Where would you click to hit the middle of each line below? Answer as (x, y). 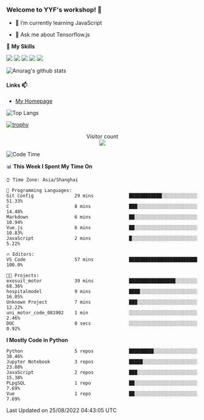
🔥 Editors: (20, 254)
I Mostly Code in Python (37, 340)
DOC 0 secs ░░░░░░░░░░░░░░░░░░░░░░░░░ (102, 323)
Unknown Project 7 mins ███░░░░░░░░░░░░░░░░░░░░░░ (102, 302)
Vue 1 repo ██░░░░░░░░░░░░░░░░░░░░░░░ (102, 394)
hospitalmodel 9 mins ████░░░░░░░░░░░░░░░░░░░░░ (102, 291)
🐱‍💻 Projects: (23, 275)
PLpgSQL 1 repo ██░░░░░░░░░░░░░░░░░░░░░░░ (102, 383)
